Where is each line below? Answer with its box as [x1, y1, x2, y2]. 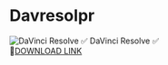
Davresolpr [9, 5, 95, 26]
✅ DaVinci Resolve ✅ [80, 35, 160, 46]
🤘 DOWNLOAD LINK [9, 45, 83, 56]
